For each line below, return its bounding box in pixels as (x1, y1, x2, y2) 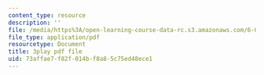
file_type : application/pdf (8, 33, 101, 41)
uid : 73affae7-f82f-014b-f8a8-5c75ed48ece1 (8, 55, 153, 63)
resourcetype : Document (8, 41, 86, 48)
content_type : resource (8, 11, 86, 20)
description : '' (8, 19, 61, 27)
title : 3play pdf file (8, 48, 82, 55)
